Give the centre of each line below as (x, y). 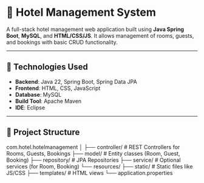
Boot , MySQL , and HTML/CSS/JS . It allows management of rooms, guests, (100, 35)
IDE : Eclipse (30, 107)
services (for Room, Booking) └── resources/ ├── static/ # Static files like (100, 166)
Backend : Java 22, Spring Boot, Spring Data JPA (76, 81)
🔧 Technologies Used (47, 67)
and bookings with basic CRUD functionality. (62, 42)
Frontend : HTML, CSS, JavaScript (58, 88)
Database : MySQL (38, 94)
